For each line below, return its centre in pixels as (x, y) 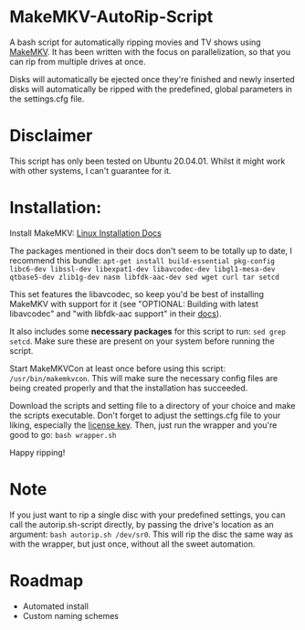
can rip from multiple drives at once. (78, 61)
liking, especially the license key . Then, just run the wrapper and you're (143, 425)
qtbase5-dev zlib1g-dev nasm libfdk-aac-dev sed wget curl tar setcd (145, 277)
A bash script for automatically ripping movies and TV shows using (136, 42)
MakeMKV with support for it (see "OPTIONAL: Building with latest (134, 304)
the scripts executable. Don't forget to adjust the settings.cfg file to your (145, 415)
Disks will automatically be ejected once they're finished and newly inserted (152, 79)
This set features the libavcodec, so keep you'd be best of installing (137, 294)
